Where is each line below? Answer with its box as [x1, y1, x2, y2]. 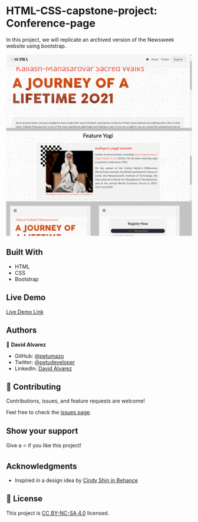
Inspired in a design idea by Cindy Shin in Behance [14, 477, 138, 484]
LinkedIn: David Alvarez [14, 365, 72, 372]
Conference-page [6, 16, 96, 30]
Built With [6, 247, 43, 257]
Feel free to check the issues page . [6, 409, 91, 416]
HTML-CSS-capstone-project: [6, 4, 157, 18]
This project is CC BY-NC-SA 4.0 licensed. [6, 509, 110, 516]
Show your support [6, 425, 78, 436]
